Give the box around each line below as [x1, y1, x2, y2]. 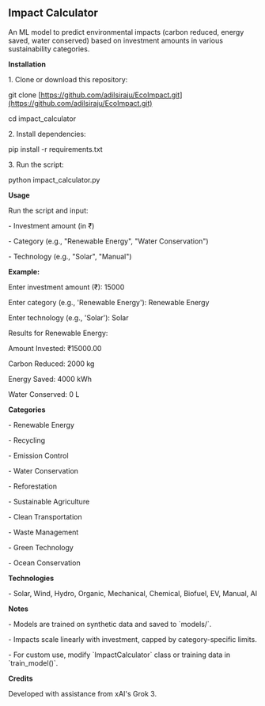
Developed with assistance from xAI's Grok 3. [8, 689, 157, 698]
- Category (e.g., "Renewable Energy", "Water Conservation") [8, 236, 209, 246]
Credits [8, 674, 33, 683]
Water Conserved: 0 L [8, 389, 80, 398]
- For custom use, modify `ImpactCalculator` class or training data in [8, 650, 231, 659]
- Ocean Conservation [8, 557, 81, 568]
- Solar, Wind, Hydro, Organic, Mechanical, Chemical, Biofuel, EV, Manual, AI [8, 588, 258, 598]
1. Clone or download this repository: [8, 74, 128, 84]
